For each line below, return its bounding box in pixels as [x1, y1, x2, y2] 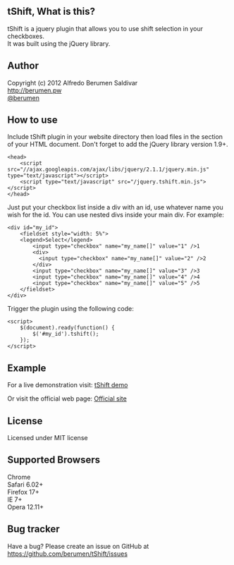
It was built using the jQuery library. [7, 39, 111, 48]
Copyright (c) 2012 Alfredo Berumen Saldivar [7, 78, 138, 87]
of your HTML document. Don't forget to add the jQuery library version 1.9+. [7, 140, 228, 149]
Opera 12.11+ [7, 502, 44, 511]
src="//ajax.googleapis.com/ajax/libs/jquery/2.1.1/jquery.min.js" [7, 166, 210, 174]
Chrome [7, 473, 31, 481]
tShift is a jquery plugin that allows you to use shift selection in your [7, 24, 203, 32]
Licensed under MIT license [7, 434, 88, 442]
